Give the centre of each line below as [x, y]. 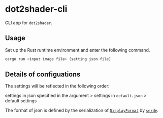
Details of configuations [43, 74]
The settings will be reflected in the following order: [57, 86]
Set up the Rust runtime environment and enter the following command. [78, 50]
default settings [21, 101]
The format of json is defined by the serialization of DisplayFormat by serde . [82, 110]
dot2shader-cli [36, 9]
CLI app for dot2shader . [29, 23]
